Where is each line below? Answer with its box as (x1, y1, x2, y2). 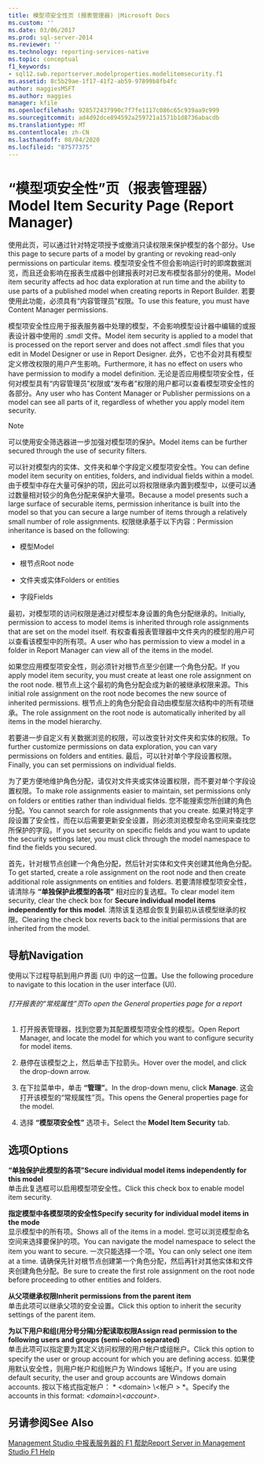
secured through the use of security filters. (8, 446, 147, 456)
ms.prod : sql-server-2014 (8, 33, 93, 42)
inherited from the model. (8, 924, 90, 933)
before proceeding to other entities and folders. (8, 1275, 163, 1285)
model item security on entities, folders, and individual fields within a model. (8, 471, 255, 480)
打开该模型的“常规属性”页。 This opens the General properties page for (19, 1093, 249, 1102)
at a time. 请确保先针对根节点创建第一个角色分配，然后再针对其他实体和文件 (8, 1256, 254, 1266)
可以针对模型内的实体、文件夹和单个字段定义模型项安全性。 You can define (8, 462, 250, 472)
